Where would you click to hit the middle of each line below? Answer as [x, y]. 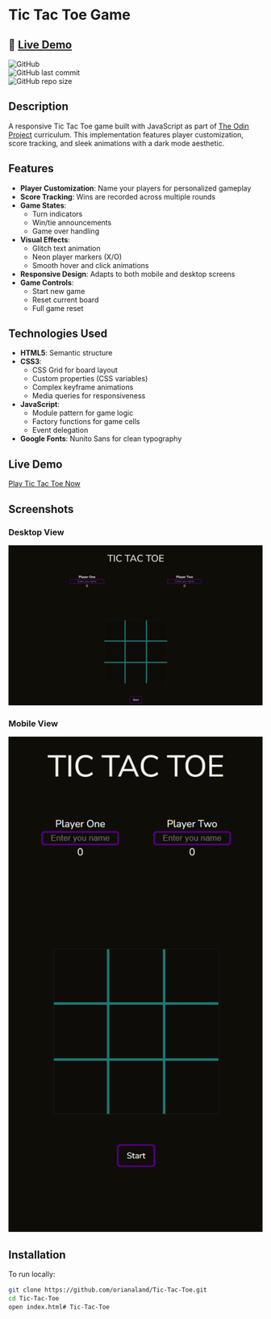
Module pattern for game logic [83, 413]
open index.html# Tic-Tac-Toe [59, 1307]
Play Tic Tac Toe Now [44, 484]
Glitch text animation [66, 248]
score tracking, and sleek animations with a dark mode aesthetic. [117, 143]
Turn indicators [57, 214]
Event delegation [60, 431]
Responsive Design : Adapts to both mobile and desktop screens [127, 274]
